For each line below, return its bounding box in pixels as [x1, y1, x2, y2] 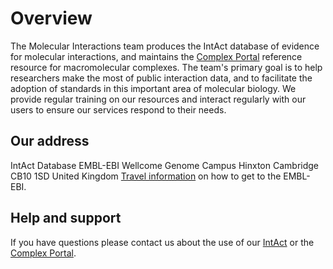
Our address [10, 133, 90, 150]
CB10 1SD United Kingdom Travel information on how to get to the [10, 170, 282, 182]
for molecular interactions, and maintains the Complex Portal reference [10, 50, 303, 62]
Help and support [10, 210, 122, 227]
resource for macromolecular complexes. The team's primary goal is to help [10, 61, 323, 73]
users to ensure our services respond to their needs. [10, 103, 227, 116]
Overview [10, 7, 93, 30]
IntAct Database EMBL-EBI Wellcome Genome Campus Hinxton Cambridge [10, 159, 320, 171]
